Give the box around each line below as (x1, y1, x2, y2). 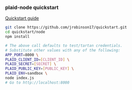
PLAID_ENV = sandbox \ (5, 71, 48, 76)
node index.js (5, 76, 35, 81)
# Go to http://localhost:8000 (5, 80, 70, 85)
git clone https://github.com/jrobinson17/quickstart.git (5, 25, 127, 30)
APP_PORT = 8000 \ (5, 52, 39, 57)
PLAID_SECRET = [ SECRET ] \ (5, 62, 56, 67)
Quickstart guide (5, 15, 39, 21)
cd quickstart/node (5, 29, 45, 35)
